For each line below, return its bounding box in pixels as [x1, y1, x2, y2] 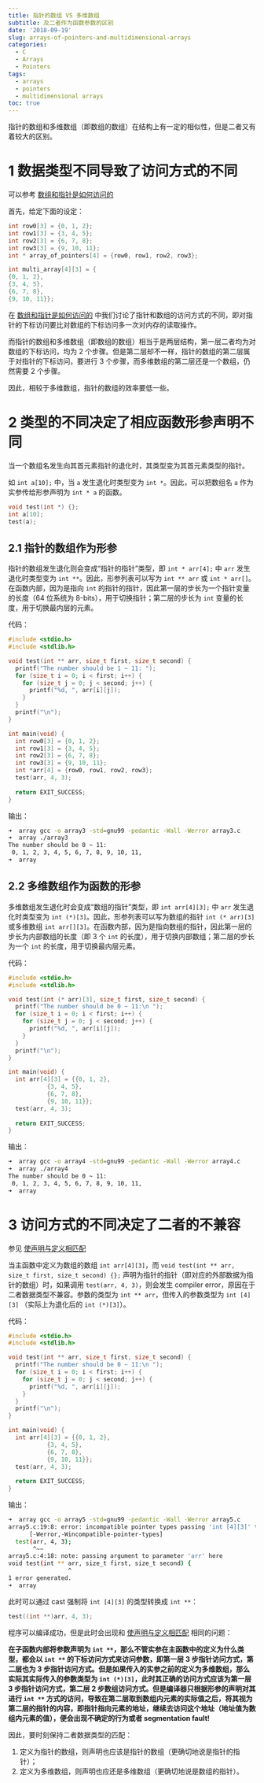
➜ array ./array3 [8, 834, 68, 842]
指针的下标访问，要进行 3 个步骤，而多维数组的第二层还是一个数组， [21, 356, 244, 366]
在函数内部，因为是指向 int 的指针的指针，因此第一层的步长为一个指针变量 [8, 583, 250, 593]
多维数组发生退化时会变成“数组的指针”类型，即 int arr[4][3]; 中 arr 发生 [8, 902, 247, 912]
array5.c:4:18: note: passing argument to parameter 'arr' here [8, 1552, 223, 1560]
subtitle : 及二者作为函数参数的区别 [8, 19, 114, 27]
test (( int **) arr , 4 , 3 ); [8, 1612, 93, 1620]
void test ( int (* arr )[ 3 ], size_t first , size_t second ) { [8, 995, 206, 1004]
